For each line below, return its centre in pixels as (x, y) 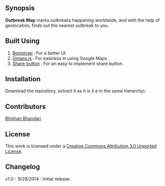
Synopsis (20, 8)
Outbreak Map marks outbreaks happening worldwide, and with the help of (82, 20)
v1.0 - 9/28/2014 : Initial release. (38, 179)
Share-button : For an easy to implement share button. (68, 63)
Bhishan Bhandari (23, 119)
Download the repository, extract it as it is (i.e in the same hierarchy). (76, 91)
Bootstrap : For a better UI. (40, 53)
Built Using (22, 41)
